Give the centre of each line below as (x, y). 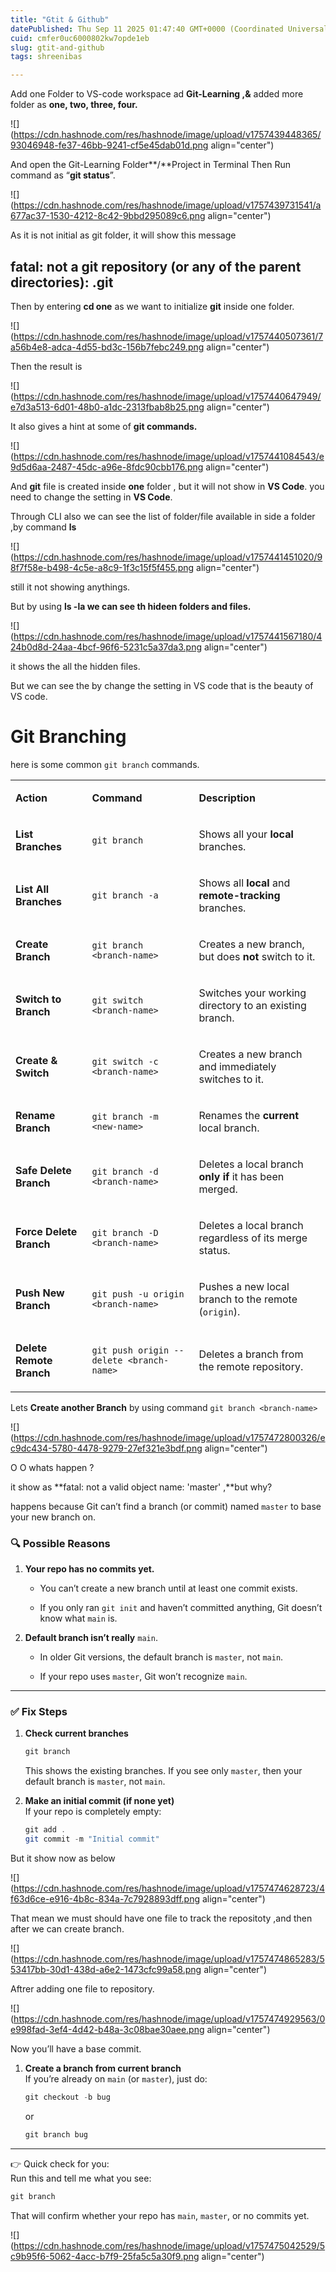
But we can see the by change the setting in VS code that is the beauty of (162, 685)
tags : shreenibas (46, 57)
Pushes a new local (244, 1286)
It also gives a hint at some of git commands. (104, 426)
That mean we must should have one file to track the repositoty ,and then (161, 1918)
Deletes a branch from (251, 1354)
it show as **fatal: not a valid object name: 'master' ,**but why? (141, 1487)
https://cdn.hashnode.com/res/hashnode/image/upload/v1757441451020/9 (168, 557)
